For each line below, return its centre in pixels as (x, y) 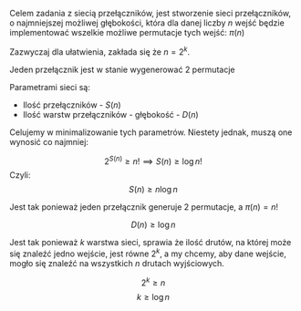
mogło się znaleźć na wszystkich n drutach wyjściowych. (117, 263)
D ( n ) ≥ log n (153, 225)
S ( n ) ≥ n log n (153, 190)
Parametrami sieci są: (50, 87)
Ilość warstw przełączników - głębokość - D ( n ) (110, 114)
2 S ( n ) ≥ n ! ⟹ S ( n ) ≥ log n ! (153, 161)
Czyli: (20, 175)
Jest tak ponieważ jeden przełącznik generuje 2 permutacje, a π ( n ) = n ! (144, 207)
